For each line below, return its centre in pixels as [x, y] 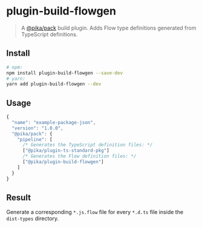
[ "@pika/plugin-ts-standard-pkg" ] [66, 151]
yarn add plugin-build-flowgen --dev [54, 84]
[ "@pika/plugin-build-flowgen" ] [63, 162]
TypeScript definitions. [49, 34]
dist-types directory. [33, 218]
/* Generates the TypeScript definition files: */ [87, 145]
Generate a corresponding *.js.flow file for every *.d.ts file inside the [95, 212]
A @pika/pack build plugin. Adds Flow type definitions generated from [109, 28]
